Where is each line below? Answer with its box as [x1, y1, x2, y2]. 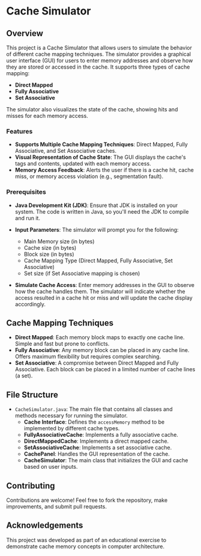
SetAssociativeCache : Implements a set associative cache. [23, 444, 172, 451]
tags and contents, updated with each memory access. [14, 160, 151, 167]
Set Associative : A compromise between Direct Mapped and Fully [14, 359, 179, 366]
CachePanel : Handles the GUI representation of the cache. [23, 450, 170, 458]
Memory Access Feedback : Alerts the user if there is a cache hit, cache [14, 167, 194, 174]
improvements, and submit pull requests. [6, 503, 107, 510]
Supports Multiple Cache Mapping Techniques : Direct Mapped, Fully [14, 141, 188, 148]
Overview [6, 28, 44, 39]
